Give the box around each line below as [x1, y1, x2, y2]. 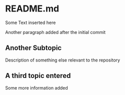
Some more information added [5, 84, 68, 90]
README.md [5, 3, 59, 14]
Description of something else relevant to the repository [5, 57, 120, 63]
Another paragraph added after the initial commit [5, 29, 106, 35]
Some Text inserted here [5, 19, 56, 25]
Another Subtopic [5, 43, 62, 52]
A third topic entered [5, 71, 71, 80]
